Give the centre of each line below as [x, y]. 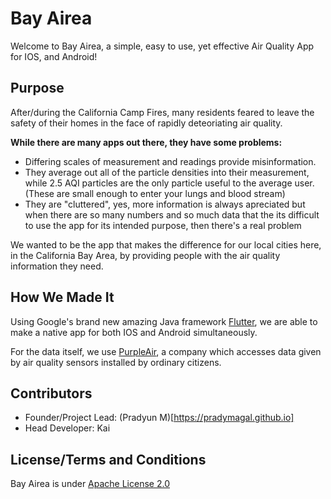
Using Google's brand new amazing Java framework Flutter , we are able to [164, 321]
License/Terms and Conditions [108, 459]
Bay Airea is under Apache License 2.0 [90, 484]
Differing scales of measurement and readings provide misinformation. [170, 161]
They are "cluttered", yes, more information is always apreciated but [165, 204]
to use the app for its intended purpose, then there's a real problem [163, 225]
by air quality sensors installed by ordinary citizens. [116, 362]
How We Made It [62, 297]
